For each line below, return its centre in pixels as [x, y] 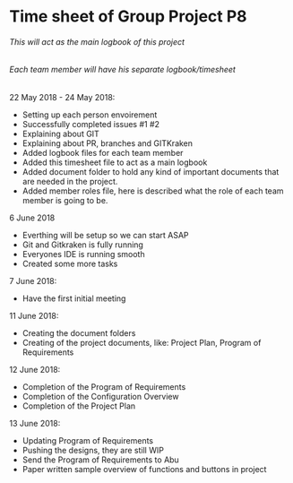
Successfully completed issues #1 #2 [90, 124]
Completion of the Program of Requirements [104, 387]
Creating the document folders [79, 333]
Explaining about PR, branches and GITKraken [108, 143]
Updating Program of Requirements [88, 440]
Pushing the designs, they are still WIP [93, 450]
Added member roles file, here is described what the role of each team [153, 191]
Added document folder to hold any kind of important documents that [151, 172]
